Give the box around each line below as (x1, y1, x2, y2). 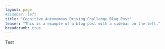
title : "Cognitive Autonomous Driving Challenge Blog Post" (5, 16, 132, 21)
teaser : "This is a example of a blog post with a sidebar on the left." (5, 21, 161, 26)
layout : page (5, 7, 32, 12)
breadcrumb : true (5, 26, 41, 31)
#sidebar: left (5, 12, 37, 17)
